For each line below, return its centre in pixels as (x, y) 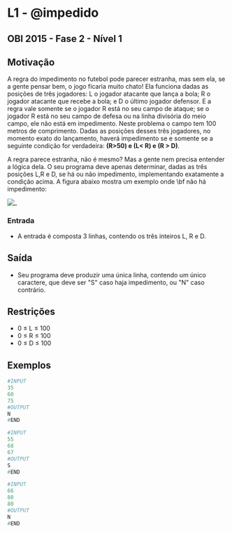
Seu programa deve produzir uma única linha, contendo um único (111, 275)
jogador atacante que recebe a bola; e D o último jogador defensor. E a (109, 101)
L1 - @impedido (53, 13)
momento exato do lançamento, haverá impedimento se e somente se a (110, 138)
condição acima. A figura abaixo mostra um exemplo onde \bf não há (107, 182)
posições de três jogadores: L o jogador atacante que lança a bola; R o (109, 94)
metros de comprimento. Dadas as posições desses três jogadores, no (109, 131)
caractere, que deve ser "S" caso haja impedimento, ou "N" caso (111, 282)
